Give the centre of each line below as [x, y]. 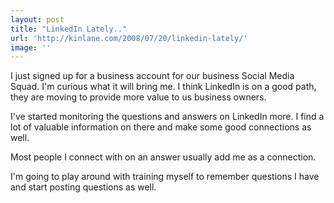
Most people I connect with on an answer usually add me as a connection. [163, 157]
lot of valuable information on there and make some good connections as [161, 127]
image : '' [31, 47]
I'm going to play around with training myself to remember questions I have [165, 177]
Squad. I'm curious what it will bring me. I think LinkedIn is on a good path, [163, 87]
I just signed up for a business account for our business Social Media [152, 76]
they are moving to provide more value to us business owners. [138, 97]
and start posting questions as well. [83, 187]
